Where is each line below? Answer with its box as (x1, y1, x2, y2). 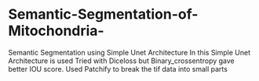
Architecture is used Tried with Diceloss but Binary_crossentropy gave (8, 56, 235, 65)
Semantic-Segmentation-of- (8, 5, 199, 23)
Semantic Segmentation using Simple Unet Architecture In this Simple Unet (8, 48, 251, 57)
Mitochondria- (8, 22, 104, 40)
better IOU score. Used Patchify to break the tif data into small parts (8, 64, 228, 73)
